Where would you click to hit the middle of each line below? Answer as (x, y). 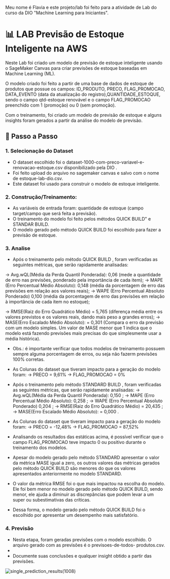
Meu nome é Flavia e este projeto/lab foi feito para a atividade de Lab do (81, 7)
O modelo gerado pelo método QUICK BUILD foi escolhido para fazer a (87, 229)
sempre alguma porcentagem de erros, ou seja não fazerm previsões (85, 354)
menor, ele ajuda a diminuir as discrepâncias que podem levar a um (83, 494)
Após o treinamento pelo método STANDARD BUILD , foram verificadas (87, 385)
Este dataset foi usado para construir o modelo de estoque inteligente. (86, 183)
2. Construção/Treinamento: (41, 197)
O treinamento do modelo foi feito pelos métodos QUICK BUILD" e (82, 219)
